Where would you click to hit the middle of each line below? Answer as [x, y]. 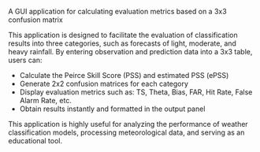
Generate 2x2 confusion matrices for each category [104, 83]
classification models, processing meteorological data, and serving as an [126, 132]
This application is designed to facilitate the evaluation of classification [123, 35]
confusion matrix [35, 20]
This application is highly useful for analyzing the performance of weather [128, 124]
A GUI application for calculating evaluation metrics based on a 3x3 [117, 11]
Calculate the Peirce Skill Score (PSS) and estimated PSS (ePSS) [124, 75]
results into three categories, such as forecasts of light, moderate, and [122, 43]
